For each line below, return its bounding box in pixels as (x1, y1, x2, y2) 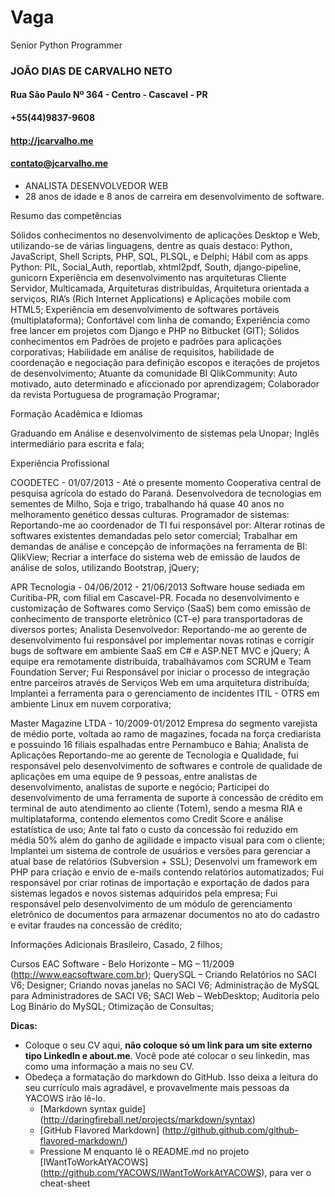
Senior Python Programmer (10, 39, 123, 51)
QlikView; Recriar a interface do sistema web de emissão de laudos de (10, 551, 301, 563)
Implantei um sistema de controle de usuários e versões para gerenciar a (10, 844, 311, 856)
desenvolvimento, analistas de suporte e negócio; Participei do (10, 781, 270, 793)
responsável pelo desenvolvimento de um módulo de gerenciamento (10, 897, 293, 910)
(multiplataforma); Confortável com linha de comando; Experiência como (10, 314, 311, 326)
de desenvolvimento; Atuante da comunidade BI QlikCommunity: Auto (10, 367, 298, 379)
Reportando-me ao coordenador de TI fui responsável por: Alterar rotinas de (10, 519, 326, 531)
